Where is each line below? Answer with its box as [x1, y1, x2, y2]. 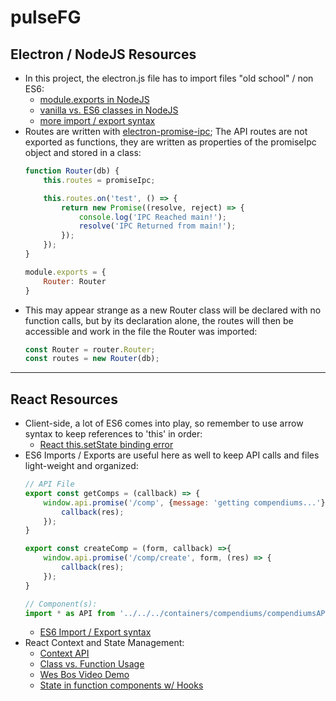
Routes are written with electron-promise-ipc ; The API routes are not [24, 126, 308, 137]
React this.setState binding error [39, 439, 174, 451]
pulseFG [10, 6, 82, 29]
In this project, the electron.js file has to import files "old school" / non [24, 72, 314, 84]
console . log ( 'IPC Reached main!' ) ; [78, 212, 228, 222]
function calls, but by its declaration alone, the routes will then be [24, 314, 294, 326]
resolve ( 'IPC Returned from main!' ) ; [78, 221, 237, 231]
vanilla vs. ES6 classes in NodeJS [39, 104, 179, 116]
